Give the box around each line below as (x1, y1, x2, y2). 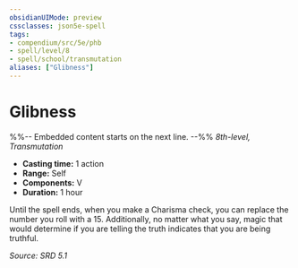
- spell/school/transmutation (9, 55, 123, 64)
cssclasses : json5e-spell (9, 22, 106, 30)
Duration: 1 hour (21, 186, 83, 197)
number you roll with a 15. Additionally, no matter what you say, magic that (9, 213, 283, 224)
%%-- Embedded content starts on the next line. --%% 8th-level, (9, 131, 251, 142)
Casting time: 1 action (21, 158, 105, 169)
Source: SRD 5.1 (9, 250, 68, 261)
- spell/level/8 (9, 47, 70, 56)
